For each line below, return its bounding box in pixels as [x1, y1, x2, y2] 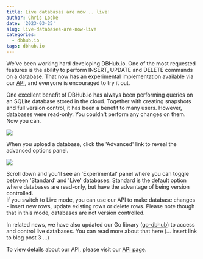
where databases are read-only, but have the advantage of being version [6, 183, 190, 190]
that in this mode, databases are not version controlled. [6, 209, 145, 216]
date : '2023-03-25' [6, 20, 56, 26]
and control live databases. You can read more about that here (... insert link [6, 227, 197, 235]
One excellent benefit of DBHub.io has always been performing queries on [6, 91, 193, 98]
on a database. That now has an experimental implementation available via [6, 73, 194, 80]
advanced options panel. [6, 147, 69, 154]
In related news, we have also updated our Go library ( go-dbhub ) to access [6, 221, 195, 228]
